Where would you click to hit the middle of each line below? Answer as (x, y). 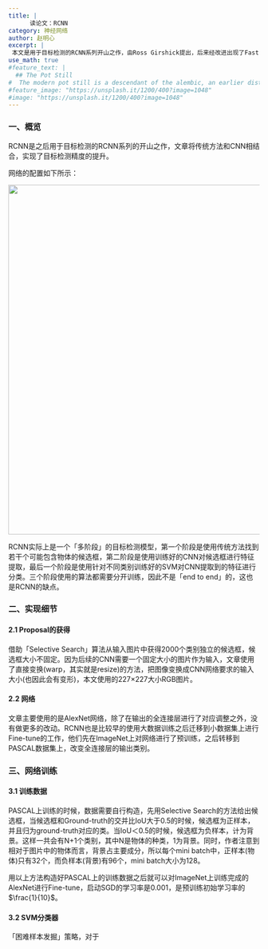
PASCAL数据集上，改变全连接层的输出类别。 (81, 748)
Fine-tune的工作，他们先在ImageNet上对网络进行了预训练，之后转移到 (124, 738)
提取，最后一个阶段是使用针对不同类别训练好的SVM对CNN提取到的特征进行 (132, 566)
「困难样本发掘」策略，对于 (54, 937)
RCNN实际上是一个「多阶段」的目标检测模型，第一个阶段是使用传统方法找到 (134, 546)
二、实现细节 (33, 609)
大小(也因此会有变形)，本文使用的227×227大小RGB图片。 (103, 679)
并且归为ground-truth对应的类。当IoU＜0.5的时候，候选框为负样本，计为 (128, 831)
